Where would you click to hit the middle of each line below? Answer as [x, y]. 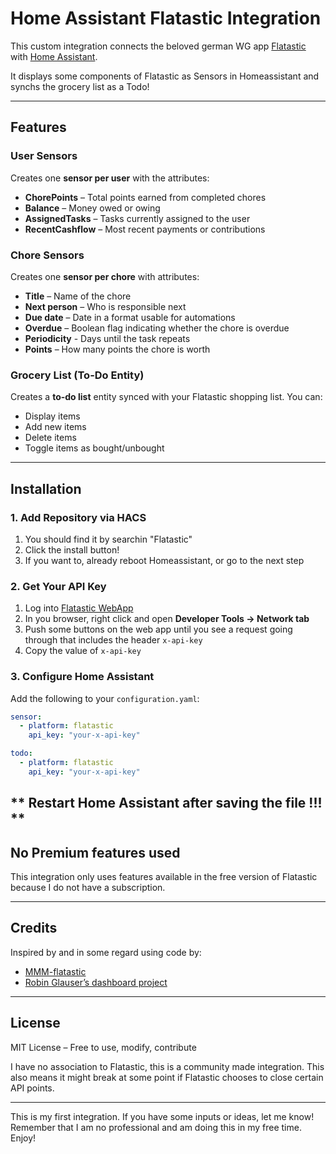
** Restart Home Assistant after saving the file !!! [166, 803]
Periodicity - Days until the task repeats [107, 338]
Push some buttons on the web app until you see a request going [158, 629]
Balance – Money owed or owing [92, 208]
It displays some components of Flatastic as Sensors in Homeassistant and [165, 76]
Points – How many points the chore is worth [117, 349]
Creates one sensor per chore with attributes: [105, 276]
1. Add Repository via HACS [78, 517]
